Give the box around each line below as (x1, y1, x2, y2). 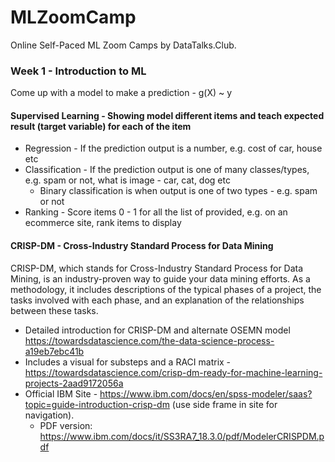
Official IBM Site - (24, 387, 98, 400)
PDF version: (39, 419, 93, 431)
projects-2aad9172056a (24, 377, 124, 389)
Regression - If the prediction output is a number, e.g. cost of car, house (24, 142, 323, 155)
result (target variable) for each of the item (10, 120, 192, 132)
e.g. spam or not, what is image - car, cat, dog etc (24, 174, 231, 186)
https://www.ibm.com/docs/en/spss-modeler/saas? (99, 387, 313, 400)
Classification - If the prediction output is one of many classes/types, (24, 164, 310, 176)
